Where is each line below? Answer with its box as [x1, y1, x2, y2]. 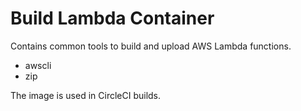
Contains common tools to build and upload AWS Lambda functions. [10, 40, 292, 52]
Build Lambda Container [10, 7, 215, 30]
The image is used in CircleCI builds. [10, 89, 162, 101]
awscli [24, 59, 52, 71]
